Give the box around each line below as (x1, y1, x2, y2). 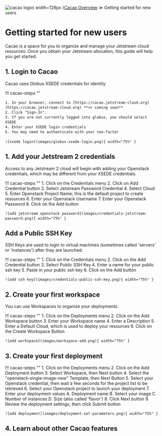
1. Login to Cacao (5, 67, 58, 76)
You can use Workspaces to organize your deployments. (5, 304, 119, 309)
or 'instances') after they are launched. (5, 247, 83, 253)
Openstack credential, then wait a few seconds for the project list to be (5, 380, 148, 386)
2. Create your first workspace (5, 290, 100, 299)
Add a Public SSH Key (5, 229, 72, 237)
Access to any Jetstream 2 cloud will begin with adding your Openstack (5, 165, 150, 171)
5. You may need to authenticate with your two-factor (5, 130, 119, 134)
